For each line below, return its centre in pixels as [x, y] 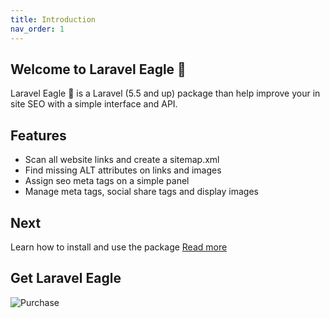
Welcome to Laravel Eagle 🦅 [98, 69]
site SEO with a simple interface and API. [94, 104]
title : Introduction [53, 19]
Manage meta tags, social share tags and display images [141, 192]
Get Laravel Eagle [66, 278]
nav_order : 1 [37, 29]
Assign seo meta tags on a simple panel [107, 181]
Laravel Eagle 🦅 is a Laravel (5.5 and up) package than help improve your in [165, 93]
